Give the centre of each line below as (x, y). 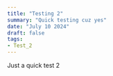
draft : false (26, 33)
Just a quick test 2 (34, 65)
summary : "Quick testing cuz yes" (57, 20)
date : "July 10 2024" (38, 26)
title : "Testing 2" (35, 13)
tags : (15, 39)
